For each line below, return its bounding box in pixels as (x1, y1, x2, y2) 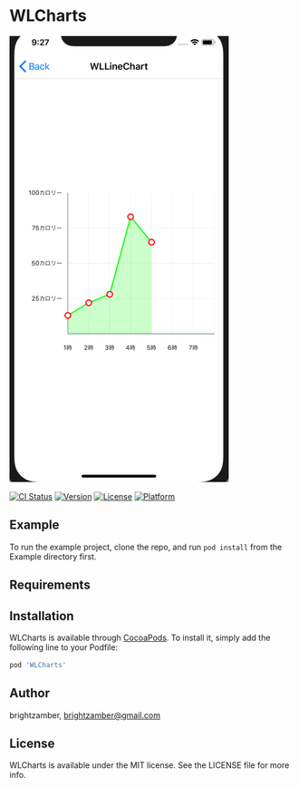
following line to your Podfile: (9, 641, 119, 653)
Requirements (9, 578, 91, 593)
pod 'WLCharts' (9, 660, 67, 669)
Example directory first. (9, 550, 97, 562)
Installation (9, 608, 74, 624)
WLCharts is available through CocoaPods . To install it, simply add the (9, 632, 271, 643)
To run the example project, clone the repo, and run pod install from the (9, 541, 283, 552)
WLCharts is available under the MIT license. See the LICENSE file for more (9, 760, 290, 771)
